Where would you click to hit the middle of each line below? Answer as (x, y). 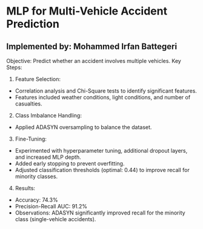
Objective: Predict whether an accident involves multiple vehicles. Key (94, 61)
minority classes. (36, 176)
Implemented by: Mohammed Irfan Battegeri (92, 46)
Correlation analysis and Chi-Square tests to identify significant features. (106, 91)
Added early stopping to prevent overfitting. (70, 164)
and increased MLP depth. (48, 157)
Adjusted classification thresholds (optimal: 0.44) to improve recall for (102, 170)
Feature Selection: (38, 79)
